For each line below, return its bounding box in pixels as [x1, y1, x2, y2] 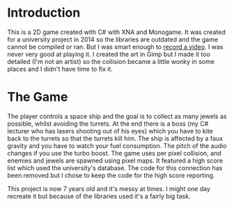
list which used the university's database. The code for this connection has [7, 163, 223, 172]
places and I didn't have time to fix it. [7, 65, 114, 73]
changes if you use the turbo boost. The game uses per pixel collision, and [7, 149, 221, 157]
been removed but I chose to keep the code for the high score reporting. [7, 171, 215, 179]
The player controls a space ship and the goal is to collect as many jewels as [7, 112, 227, 120]
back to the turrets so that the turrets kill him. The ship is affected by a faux [7, 134, 224, 142]
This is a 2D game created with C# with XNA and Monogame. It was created [7, 28, 226, 36]
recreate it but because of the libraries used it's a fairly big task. [7, 192, 191, 200]
